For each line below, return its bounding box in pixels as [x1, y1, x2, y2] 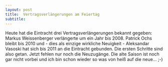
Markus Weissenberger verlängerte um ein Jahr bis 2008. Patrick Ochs [5, 35, 152, 41]
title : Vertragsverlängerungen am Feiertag [5, 12, 100, 17]
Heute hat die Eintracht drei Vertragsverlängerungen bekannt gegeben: [5, 30, 152, 36]
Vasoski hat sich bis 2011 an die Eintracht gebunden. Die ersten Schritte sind [5, 46, 163, 52]
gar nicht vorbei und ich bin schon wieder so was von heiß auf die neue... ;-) [5, 57, 163, 63]
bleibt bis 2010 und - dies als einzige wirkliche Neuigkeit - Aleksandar [5, 41, 149, 47]
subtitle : [5, 16, 26, 21]
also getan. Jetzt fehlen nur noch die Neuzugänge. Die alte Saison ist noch [5, 51, 159, 57]
